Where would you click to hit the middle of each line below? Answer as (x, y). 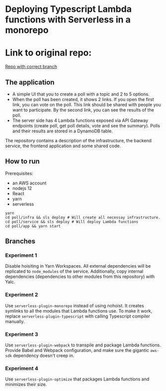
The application (30, 82)
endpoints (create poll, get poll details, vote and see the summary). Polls (86, 125)
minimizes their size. (26, 385)
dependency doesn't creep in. (44, 356)
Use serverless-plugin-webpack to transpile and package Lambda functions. (83, 345)
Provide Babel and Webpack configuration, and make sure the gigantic (77, 350)
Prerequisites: (19, 173)
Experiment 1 (21, 255)
